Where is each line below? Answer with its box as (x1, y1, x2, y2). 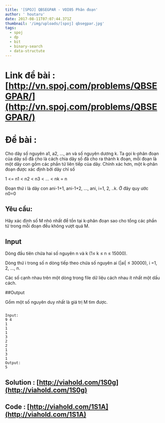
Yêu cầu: (5, 205, 33, 213)
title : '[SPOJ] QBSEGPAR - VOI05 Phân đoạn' (5, 7, 98, 12)
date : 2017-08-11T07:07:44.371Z (5, 16, 71, 21)
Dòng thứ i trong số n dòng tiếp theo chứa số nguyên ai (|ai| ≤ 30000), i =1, (5, 260, 158, 266)
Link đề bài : (5, 70, 56, 81)
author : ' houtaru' (5, 12, 45, 17)
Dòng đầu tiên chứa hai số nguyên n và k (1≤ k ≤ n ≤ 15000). (5, 250, 128, 256)
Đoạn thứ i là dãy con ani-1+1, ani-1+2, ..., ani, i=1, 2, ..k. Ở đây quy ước (5, 185, 149, 191)
